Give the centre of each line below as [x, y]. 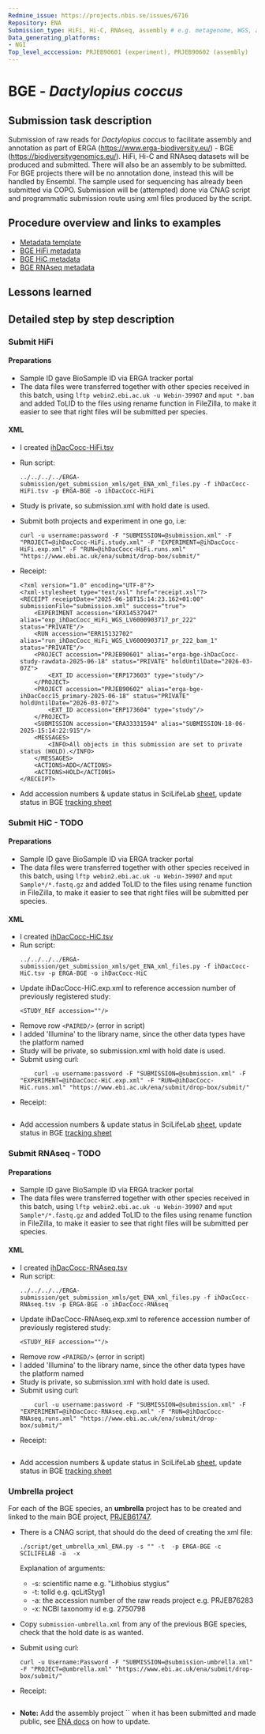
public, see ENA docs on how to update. [85, 1721]
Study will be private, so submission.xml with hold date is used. [122, 1051]
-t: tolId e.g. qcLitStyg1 [68, 1592]
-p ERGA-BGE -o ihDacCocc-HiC [98, 973]
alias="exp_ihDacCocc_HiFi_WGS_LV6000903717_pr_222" [108, 620]
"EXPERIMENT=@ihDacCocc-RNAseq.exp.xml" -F [92, 1411]
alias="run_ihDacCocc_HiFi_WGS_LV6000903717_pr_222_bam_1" [119, 640]
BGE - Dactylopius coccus [96, 91]
